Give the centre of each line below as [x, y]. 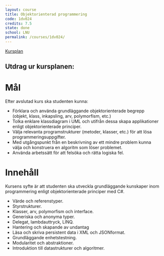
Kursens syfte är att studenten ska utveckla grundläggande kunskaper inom [82, 186]
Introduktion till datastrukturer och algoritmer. [59, 248]
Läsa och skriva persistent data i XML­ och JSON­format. [69, 232]
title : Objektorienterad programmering [46, 14]
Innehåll [22, 173]
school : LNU [17, 32]
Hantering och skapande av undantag [51, 227]
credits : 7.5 [19, 23]
